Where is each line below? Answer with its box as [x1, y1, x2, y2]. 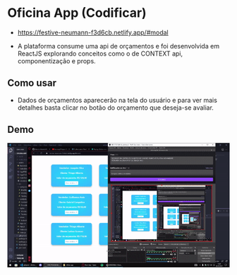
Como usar [7, 77, 57, 89]
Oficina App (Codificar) [7, 5, 147, 21]
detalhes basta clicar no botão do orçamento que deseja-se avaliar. [17, 103, 214, 112]
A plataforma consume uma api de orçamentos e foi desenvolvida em [17, 41, 220, 50]
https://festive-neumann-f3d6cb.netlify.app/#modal [17, 28, 169, 37]
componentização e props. [17, 56, 97, 65]
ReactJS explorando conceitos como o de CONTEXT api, [17, 49, 183, 58]
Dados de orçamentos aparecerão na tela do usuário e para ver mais [17, 96, 217, 104]
